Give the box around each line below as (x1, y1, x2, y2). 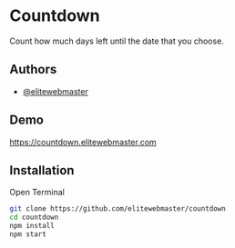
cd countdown (9, 213, 59, 223)
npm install (9, 222, 55, 231)
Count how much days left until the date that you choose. (9, 35, 225, 46)
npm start (9, 230, 47, 239)
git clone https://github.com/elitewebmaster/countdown (9, 204, 226, 213)
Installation (9, 163, 75, 178)
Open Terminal (9, 187, 66, 198)
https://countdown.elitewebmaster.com (9, 136, 157, 147)
